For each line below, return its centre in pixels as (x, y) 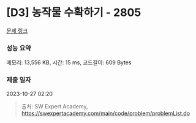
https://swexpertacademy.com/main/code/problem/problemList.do (106, 113)
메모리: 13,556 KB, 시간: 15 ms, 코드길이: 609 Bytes (69, 62)
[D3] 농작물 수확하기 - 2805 (74, 13)
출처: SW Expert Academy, (55, 106)
